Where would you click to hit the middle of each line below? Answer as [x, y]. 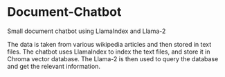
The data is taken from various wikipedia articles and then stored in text [109, 44]
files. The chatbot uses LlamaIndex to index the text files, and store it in [109, 52]
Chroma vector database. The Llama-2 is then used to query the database [113, 58]
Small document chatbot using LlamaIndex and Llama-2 [87, 31]
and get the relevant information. [54, 66]
